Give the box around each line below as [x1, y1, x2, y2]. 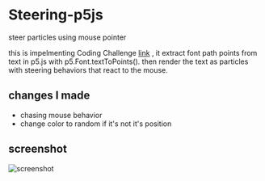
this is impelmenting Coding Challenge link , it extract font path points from [8, 48, 258, 57]
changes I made [8, 89, 90, 103]
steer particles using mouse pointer [8, 32, 127, 42]
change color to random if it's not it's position [19, 119, 172, 128]
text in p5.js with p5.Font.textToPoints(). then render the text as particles [8, 57, 249, 66]
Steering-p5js [8, 6, 103, 24]
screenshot [8, 142, 67, 156]
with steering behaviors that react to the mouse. [8, 65, 168, 74]
